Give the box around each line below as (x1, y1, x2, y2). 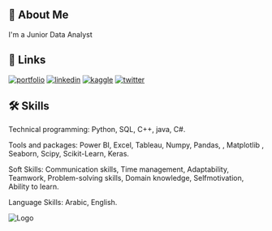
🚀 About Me (8, 8, 69, 22)
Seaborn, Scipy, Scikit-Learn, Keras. (8, 149, 130, 159)
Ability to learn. (8, 182, 59, 191)
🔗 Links (8, 53, 46, 67)
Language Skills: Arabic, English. (8, 198, 118, 207)
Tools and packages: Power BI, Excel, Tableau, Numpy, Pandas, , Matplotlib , (8, 140, 265, 150)
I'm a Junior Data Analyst (8, 29, 93, 39)
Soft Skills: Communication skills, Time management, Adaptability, (8, 165, 230, 174)
